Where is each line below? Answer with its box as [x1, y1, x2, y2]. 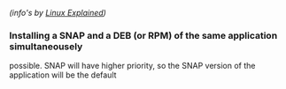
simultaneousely [9, 40, 83, 52]
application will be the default [9, 70, 117, 80]
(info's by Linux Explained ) [9, 8, 106, 18]
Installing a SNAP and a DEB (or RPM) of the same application [9, 29, 278, 41]
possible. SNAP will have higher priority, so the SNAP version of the [9, 61, 256, 71]
